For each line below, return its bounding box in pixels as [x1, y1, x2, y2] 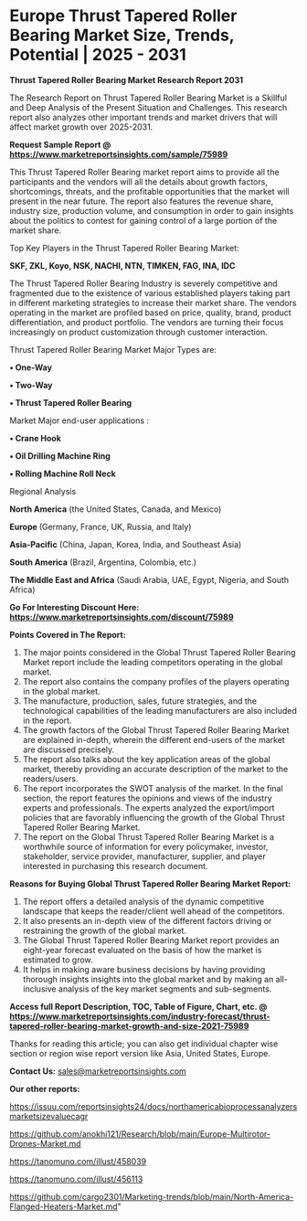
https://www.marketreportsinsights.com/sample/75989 [9, 148, 228, 160]
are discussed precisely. [22, 744, 115, 755]
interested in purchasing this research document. [22, 860, 208, 871]
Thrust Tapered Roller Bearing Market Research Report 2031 [9, 74, 244, 85]
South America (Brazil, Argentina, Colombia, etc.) [9, 557, 197, 568]
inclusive [22, 983, 57, 994]
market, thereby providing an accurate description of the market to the [22, 763, 289, 774]
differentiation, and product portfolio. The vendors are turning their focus [9, 316, 284, 327]
